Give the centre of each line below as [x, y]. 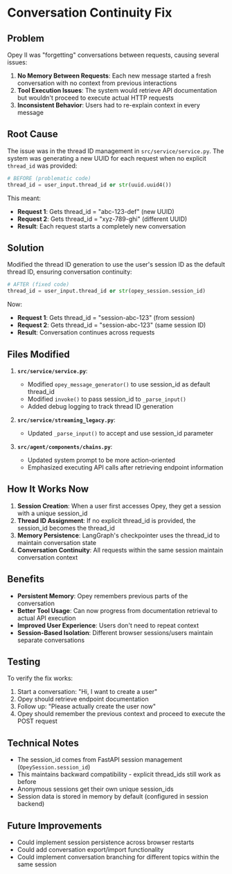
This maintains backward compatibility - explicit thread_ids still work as [119, 774]
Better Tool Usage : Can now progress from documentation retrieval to [117, 610]
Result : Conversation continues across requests [86, 332]
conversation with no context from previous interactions [97, 83]
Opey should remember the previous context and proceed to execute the [121, 714]
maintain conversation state [57, 542]
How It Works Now [48, 489]
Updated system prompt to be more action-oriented [101, 460]
